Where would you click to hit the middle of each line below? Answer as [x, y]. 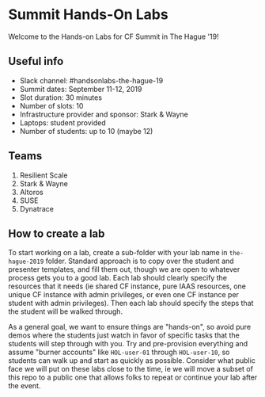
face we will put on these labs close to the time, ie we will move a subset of [131, 369]
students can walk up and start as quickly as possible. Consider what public [132, 361]
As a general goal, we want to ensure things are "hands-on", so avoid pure [130, 327]
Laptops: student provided [62, 122]
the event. [25, 386]
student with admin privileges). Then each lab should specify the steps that [131, 303]
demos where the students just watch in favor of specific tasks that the [124, 335]
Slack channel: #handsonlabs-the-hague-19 [91, 80]
